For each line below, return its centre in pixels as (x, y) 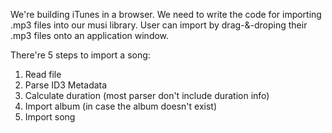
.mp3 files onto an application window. (90, 35)
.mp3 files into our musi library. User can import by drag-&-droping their (159, 25)
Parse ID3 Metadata (66, 85)
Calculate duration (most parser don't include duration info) (147, 95)
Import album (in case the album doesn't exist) (121, 106)
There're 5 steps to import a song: (80, 55)
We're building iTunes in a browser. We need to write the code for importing (166, 14)
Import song (50, 117)
